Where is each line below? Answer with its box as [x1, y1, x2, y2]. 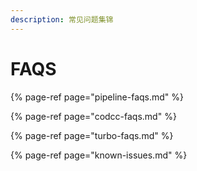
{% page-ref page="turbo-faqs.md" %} [10, 129, 174, 141]
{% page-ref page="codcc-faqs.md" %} [10, 110, 177, 122]
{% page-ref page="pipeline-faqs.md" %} [10, 91, 185, 103]
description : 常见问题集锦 [10, 14, 114, 25]
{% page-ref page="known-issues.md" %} [10, 149, 188, 161]
